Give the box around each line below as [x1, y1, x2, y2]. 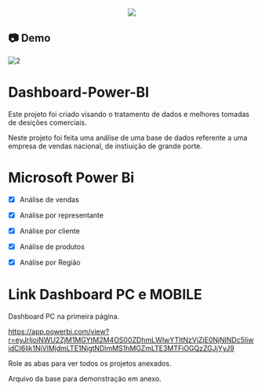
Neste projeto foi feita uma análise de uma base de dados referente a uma [8, 133, 248, 142]
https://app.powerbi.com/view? [8, 327, 110, 337]
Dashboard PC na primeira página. [8, 312, 120, 321]
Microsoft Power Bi [8, 169, 135, 187]
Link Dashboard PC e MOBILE [8, 286, 202, 304]
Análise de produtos [19, 242, 85, 251]
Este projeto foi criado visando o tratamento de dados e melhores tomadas [8, 109, 249, 119]
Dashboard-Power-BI [8, 83, 150, 101]
